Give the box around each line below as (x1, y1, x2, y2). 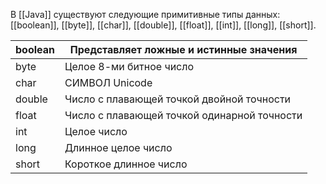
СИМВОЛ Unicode (64, 76, 153, 89)
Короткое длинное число (64, 157, 188, 171)
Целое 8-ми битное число (64, 60, 195, 73)
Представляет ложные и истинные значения (69, 43, 298, 56)
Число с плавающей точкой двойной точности (64, 92, 292, 106)
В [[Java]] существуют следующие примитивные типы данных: (10, 9, 281, 20)
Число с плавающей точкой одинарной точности (64, 109, 303, 122)
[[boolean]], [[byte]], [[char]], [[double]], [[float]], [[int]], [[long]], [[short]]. (10, 19, 317, 31)
